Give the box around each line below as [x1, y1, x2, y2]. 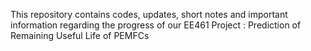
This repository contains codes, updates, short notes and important [10, 9, 288, 20]
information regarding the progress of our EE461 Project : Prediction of [10, 19, 302, 31]
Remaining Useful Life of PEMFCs [10, 30, 150, 41]
